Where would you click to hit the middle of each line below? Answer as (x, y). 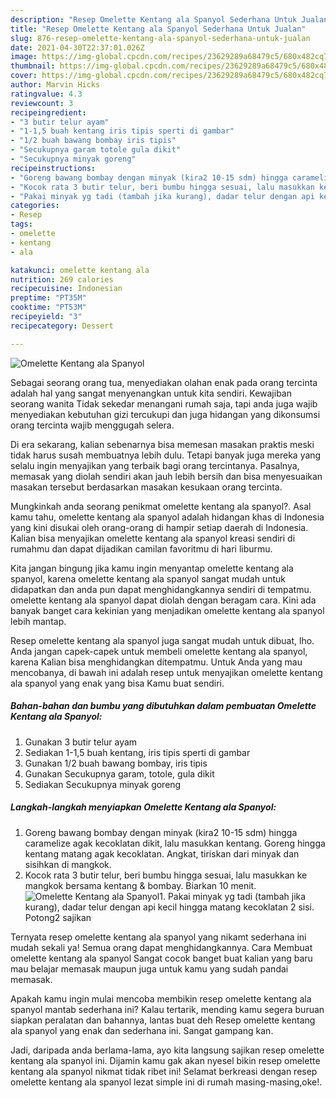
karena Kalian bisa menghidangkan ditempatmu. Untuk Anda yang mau (156, 662)
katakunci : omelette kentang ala (80, 270)
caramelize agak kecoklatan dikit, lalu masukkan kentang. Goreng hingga (175, 843)
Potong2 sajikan (58, 917)
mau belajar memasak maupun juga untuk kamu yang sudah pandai (149, 968)
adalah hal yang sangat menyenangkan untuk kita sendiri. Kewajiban (151, 393)
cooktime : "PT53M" (48, 307)
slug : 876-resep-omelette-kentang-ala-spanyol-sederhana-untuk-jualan (160, 38)
